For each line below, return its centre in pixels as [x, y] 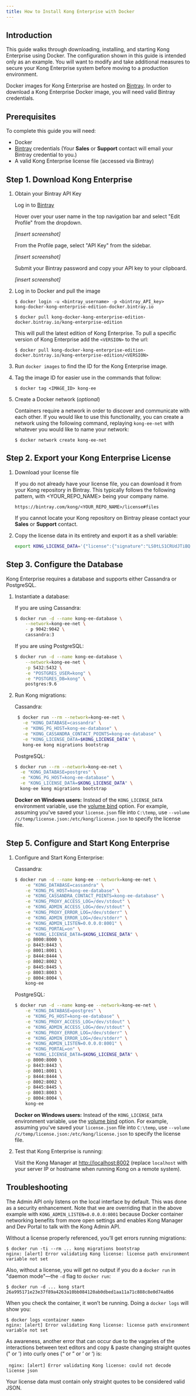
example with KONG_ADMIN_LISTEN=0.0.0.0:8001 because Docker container [95, 1214]
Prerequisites [31, 117]
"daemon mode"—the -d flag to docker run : [59, 1276]
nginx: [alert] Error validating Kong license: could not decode [90, 1365]
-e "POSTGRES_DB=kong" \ [56, 679]
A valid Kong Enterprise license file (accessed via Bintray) [84, 161]
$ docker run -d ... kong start [45, 1287]
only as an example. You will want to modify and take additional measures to [98, 62]
